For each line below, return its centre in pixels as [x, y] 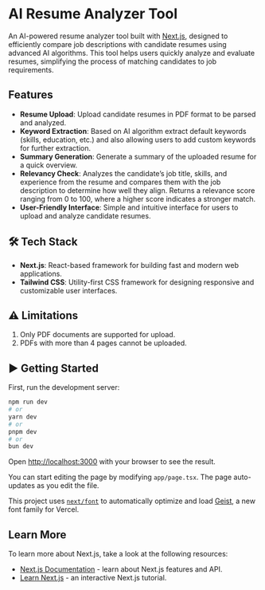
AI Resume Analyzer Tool [93, 14]
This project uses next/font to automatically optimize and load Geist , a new [132, 501]
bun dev [21, 446]
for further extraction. [55, 147]
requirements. [31, 69]
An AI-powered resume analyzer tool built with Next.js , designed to [118, 36]
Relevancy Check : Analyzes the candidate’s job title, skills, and [123, 173]
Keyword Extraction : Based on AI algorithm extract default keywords [133, 131]
